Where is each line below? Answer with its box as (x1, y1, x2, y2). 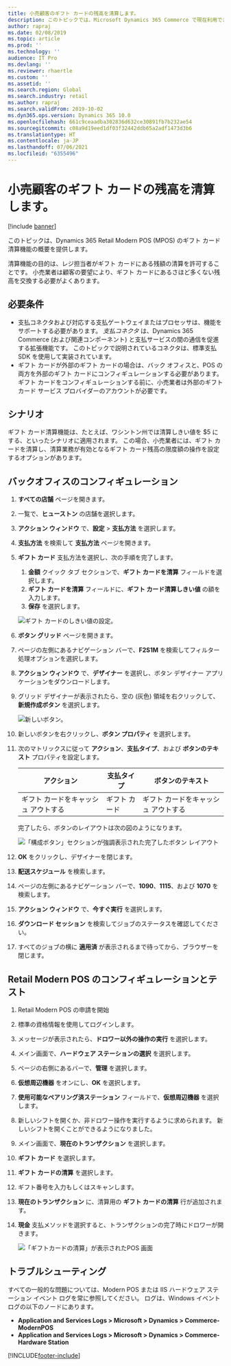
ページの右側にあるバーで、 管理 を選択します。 (17, 1064, 151, 1073)
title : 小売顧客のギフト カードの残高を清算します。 (8, 10, 139, 17)
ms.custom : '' (8, 73, 49, 81)
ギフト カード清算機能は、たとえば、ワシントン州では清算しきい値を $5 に (8, 428, 219, 436)
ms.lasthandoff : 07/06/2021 (8, 144, 88, 151)
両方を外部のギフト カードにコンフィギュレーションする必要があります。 (17, 369, 223, 378)
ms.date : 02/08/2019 (8, 29, 67, 36)
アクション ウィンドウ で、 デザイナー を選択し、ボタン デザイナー (17, 669, 204, 677)
